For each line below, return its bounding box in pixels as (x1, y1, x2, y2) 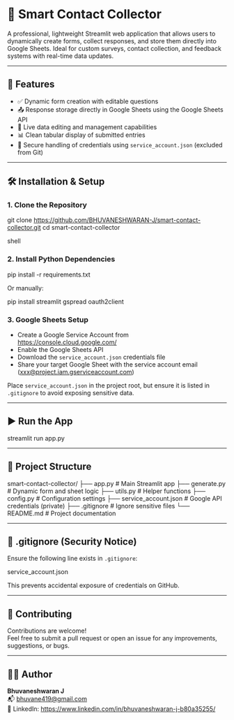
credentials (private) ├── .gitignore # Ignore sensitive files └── (7, 501, 190, 510)
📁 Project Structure (7, 461, 92, 473)
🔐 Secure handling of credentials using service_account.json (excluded (17, 140, 223, 149)
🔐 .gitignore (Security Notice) (7, 536, 137, 548)
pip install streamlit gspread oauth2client (7, 297, 124, 306)
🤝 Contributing (7, 608, 72, 620)
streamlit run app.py (7, 434, 65, 442)
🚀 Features (7, 78, 55, 90)
